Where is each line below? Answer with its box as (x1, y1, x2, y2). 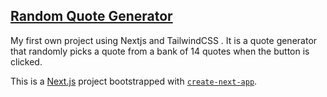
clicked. (10, 55, 43, 68)
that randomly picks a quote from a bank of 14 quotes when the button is (10, 45, 310, 57)
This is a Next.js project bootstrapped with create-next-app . (10, 75, 258, 87)
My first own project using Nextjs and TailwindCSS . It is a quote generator (10, 34, 318, 46)
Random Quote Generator (10, 8, 173, 25)
